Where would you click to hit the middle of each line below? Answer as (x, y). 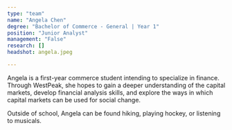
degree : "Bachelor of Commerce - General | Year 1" (83, 26)
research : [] (26, 46)
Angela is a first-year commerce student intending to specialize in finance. (113, 77)
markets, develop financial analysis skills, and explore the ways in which (110, 92)
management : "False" (37, 39)
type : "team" (26, 13)
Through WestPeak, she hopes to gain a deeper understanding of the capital (116, 85)
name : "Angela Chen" (37, 20)
